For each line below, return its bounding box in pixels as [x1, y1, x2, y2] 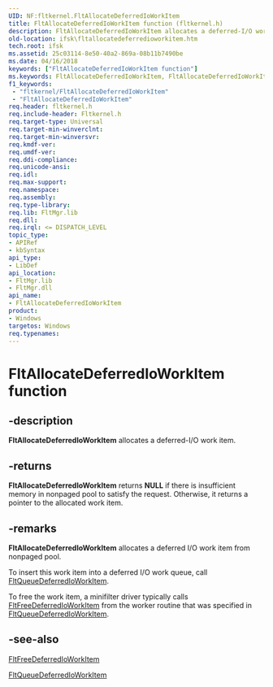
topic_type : [8, 231, 49, 240]
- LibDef [8, 261, 38, 269]
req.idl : [8, 171, 38, 179]
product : [8, 307, 38, 315]
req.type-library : [8, 201, 71, 209]
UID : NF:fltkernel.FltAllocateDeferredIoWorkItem [8, 11, 180, 20]
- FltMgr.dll [8, 284, 53, 293]
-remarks [8, 521, 57, 535]
